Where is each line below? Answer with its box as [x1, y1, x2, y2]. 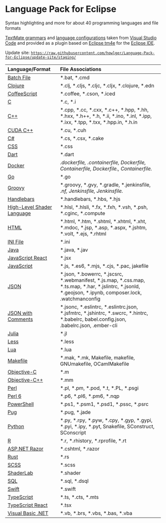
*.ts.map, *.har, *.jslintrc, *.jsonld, [60, 283, 140, 290]
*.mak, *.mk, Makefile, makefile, [60, 354, 135, 361]
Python [7, 423, 25, 430]
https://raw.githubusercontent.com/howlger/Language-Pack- [31, 51, 155, 56]
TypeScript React [7, 502, 48, 509]
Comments [7, 316, 33, 323]
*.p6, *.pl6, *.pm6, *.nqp [60, 393, 120, 400]
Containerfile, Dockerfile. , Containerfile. [60, 165, 152, 172]
